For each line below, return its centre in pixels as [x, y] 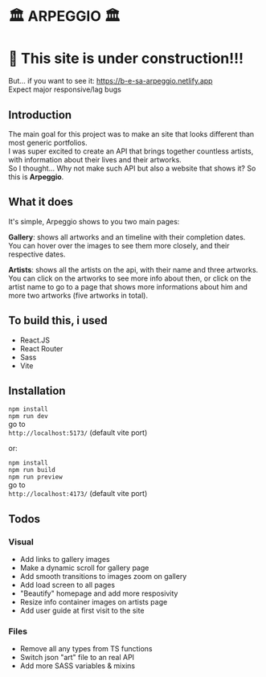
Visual [21, 542]
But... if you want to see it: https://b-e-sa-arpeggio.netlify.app [110, 81]
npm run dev [28, 416]
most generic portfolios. [48, 142]
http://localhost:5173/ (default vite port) [78, 433]
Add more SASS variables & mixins [77, 666]
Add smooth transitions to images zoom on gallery [103, 576]
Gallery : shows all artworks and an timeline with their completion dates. [127, 237]
